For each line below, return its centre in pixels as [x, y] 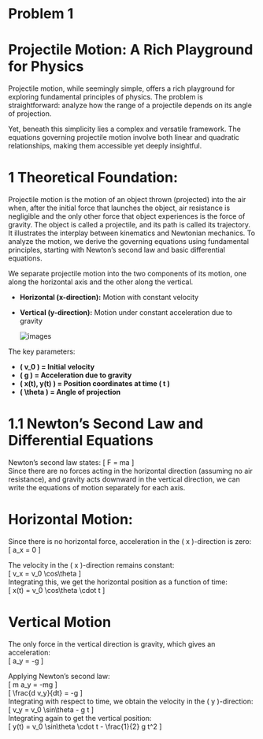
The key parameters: [42, 351]
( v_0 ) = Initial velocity [57, 367]
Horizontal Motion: [71, 520]
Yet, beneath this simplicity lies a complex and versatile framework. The [125, 129]
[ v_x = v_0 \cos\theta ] [44, 573]
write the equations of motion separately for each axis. [97, 488]
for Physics [46, 67]
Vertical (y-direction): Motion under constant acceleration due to [126, 313]
